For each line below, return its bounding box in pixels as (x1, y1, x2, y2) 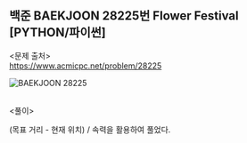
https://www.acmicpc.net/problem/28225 (9, 60, 162, 71)
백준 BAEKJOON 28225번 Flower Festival (9, 8, 239, 24)
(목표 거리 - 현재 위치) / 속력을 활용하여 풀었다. (9, 123, 171, 135)
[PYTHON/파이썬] (9, 25, 106, 40)
